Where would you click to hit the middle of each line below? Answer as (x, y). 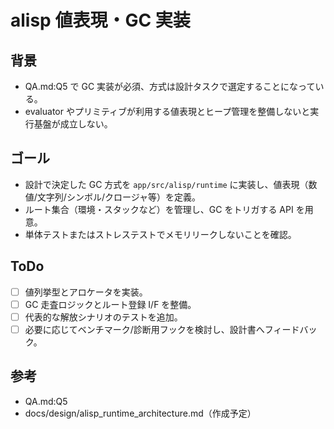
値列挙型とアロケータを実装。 (86, 292)
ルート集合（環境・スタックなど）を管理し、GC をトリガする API (159, 209)
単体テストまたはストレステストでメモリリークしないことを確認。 (160, 234)
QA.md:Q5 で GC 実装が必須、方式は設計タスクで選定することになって (170, 86)
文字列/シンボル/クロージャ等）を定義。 (118, 197)
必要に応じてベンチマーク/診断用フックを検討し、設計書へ (144, 329)
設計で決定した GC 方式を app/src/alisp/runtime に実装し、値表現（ (166, 184)
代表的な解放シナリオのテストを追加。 (103, 317)
